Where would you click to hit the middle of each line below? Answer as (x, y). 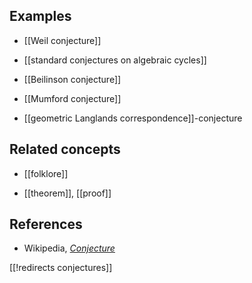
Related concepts (65, 149)
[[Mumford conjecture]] (72, 98)
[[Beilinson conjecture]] (72, 79)
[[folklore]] (46, 173)
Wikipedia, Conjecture (69, 248)
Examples (40, 16)
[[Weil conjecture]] (62, 40)
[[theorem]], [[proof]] (67, 193)
